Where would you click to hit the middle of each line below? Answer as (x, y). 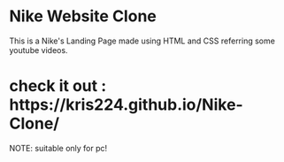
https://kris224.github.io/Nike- (126, 105)
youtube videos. (38, 50)
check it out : (58, 86)
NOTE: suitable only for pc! (58, 148)
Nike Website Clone (83, 16)
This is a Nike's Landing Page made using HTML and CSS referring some (142, 41)
